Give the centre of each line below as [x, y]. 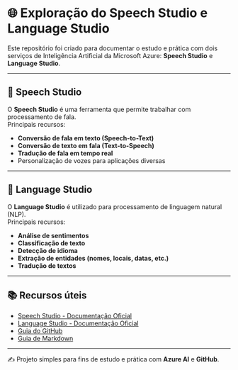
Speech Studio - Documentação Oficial [75, 316]
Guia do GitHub [40, 331]
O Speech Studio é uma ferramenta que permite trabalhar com [99, 109]
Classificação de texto [51, 243]
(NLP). [17, 214]
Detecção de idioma [47, 250]
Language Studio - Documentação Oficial [78, 323]
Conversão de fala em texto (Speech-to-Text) [86, 138]
